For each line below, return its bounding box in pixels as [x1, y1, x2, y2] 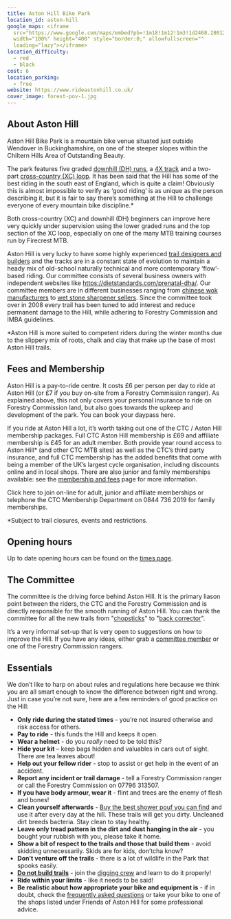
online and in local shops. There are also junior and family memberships [7, 468, 211, 476]
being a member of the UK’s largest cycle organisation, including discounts [7, 460, 219, 468]
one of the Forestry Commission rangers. [7, 642, 124, 650]
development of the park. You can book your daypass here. [7, 410, 175, 419]
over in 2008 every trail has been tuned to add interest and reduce [7, 300, 196, 309]
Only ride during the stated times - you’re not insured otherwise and [16, 716, 213, 724]
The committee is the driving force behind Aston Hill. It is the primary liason [7, 592, 221, 601]
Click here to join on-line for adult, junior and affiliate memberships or [7, 488, 204, 497]
